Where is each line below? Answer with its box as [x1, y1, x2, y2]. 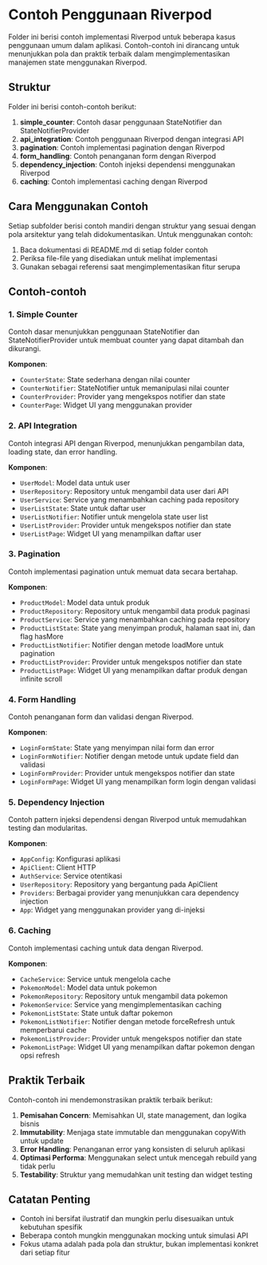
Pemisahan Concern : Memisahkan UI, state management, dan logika [19, 1110, 247, 1120]
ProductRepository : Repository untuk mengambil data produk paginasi [19, 606, 250, 615]
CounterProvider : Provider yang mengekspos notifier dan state [19, 392, 226, 401]
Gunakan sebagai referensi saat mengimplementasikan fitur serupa [19, 262, 241, 271]
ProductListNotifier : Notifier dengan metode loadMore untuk [19, 640, 224, 650]
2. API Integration [8, 421, 77, 432]
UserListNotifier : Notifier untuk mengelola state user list [19, 512, 209, 521]
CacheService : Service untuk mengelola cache [19, 974, 171, 983]
